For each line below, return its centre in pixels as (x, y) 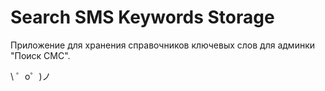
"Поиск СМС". (40, 55)
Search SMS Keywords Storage (142, 17)
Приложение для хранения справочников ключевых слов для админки (163, 45)
